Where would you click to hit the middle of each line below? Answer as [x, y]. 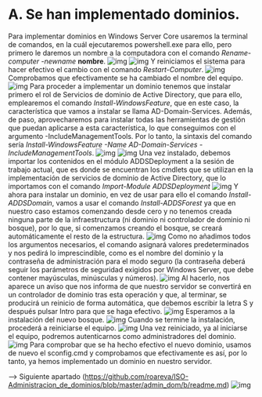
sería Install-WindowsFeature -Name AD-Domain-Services [103, 144]
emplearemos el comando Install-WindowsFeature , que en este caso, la [124, 103]
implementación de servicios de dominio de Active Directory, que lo [117, 177]
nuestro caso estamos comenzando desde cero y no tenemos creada [120, 211]
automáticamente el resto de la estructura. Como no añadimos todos [129, 236]
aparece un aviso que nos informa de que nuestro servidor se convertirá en [130, 286]
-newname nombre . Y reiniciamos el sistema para [143, 61]
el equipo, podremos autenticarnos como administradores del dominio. [122, 336]
